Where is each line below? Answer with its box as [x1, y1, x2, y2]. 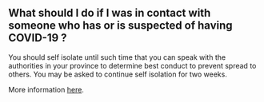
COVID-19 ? [8, 31, 67, 45]
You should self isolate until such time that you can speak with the [8, 52, 226, 62]
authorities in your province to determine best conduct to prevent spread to [8, 61, 257, 70]
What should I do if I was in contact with [8, 6, 211, 20]
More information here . [8, 84, 84, 94]
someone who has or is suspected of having [8, 19, 234, 33]
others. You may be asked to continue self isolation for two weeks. [8, 69, 228, 79]
